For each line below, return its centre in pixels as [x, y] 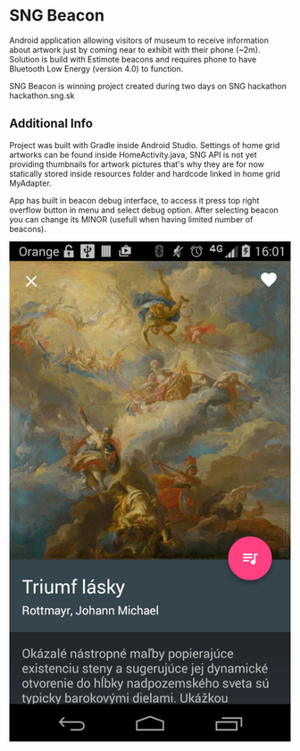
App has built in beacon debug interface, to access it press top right [134, 200]
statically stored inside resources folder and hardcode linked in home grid [145, 173]
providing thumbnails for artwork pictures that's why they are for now [137, 164]
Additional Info [51, 124]
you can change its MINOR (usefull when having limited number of [131, 219]
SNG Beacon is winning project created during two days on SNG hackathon [148, 86]
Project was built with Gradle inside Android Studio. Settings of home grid [145, 145]
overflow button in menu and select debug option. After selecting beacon [144, 210]
